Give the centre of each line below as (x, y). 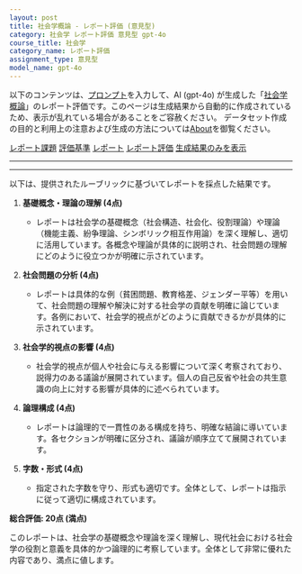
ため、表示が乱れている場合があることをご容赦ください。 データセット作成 (148, 117)
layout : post (34, 18)
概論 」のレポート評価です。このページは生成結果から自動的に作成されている (151, 105)
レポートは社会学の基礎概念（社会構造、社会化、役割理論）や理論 (158, 222)
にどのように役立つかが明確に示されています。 (122, 255)
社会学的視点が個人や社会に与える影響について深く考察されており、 (161, 366)
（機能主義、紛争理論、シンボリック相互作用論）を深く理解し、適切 (162, 233)
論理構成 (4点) (49, 407)
